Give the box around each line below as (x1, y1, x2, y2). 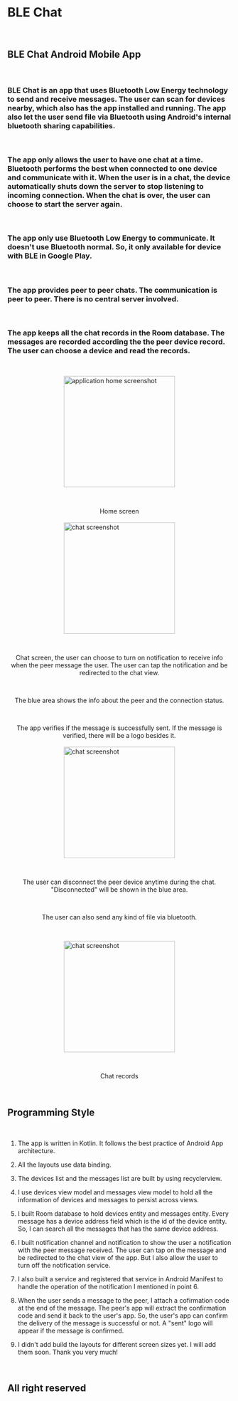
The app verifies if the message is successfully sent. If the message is (16, 724, 222, 732)
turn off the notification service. (17, 1261, 111, 1270)
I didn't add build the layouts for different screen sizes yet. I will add (17, 1340, 217, 1349)
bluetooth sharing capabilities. (7, 120, 116, 130)
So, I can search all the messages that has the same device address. (17, 1224, 219, 1233)
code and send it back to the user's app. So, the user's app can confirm (17, 1311, 229, 1320)
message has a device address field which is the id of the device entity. (17, 1217, 227, 1226)
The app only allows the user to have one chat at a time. (7, 155, 203, 165)
